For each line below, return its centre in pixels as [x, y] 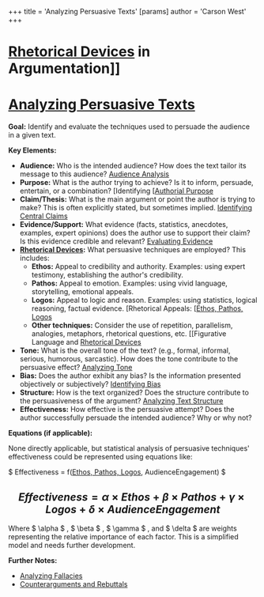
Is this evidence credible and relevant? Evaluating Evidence [116, 241]
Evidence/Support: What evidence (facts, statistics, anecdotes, [124, 225]
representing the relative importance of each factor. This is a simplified [123, 536]
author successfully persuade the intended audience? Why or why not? [136, 418]
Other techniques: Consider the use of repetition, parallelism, [132, 325]
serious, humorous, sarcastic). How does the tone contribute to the [129, 359]
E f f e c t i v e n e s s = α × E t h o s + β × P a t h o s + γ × [132, 497]
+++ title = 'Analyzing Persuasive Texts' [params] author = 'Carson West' [127, 11]
